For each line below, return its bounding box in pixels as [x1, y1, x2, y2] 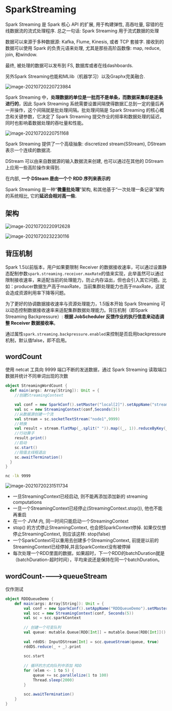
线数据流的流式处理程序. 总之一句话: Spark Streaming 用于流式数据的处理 [5, 27, 159, 34]
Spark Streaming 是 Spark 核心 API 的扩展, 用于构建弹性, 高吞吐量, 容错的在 [5, 21, 164, 27]
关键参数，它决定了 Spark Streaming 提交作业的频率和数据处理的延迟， [14, 113, 164, 119]
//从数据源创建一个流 [14, 411, 54, 417]
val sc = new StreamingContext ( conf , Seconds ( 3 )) [14, 407, 120, 412]
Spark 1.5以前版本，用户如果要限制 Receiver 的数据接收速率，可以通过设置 [5, 264, 162, 270]
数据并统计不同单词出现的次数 [5, 373, 68, 379]
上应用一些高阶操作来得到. [5, 164, 61, 171]
